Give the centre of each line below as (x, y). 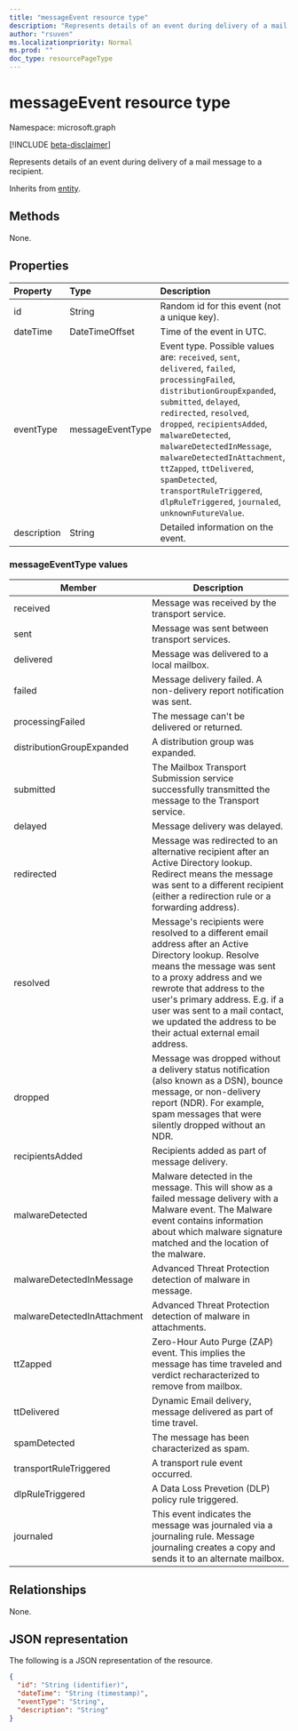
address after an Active (200, 943)
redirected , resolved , (205, 413)
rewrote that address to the (208, 988)
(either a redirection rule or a (212, 896)
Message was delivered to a (210, 653)
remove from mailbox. (197, 1386)
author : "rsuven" (41, 34)
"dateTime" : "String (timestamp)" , (83, 1694)
